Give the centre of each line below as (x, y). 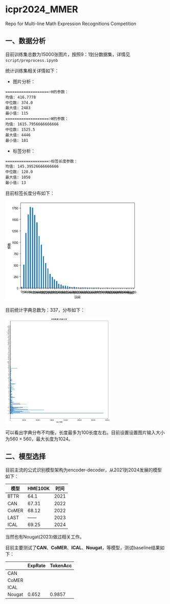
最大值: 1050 (18, 178)
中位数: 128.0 (19, 172)
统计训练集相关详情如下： (32, 71)
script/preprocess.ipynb (32, 60)
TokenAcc (61, 566)
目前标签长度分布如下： (30, 193)
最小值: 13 (16, 183)
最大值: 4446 (18, 135)
